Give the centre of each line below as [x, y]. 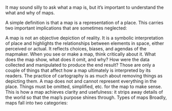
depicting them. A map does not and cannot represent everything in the [81, 81]
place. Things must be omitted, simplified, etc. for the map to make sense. [84, 87]
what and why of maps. [30, 13]
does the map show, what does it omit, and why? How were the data [78, 60]
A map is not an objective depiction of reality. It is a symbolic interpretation [84, 38]
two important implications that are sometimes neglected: [66, 28]
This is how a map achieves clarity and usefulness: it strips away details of [84, 92]
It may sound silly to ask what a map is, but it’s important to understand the [85, 7]
